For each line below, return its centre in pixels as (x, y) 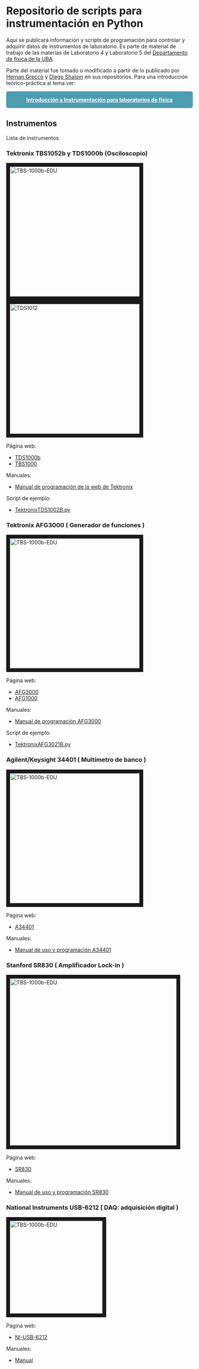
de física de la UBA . (30, 59)
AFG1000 (26, 698)
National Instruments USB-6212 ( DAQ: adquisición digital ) (92, 1208)
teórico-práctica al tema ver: (41, 83)
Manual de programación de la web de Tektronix (74, 487)
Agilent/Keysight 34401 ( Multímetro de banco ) (76, 760)
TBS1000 (26, 464)
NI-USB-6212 (31, 1338)
